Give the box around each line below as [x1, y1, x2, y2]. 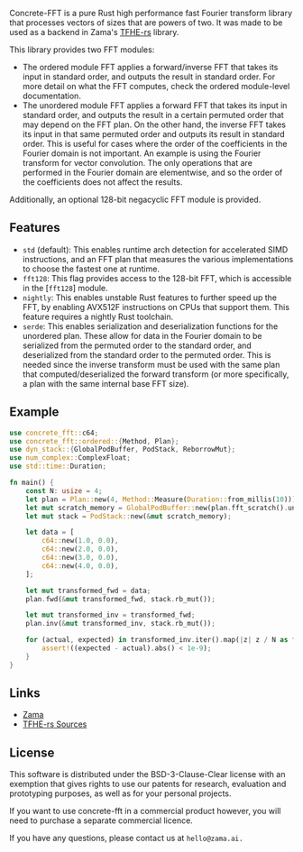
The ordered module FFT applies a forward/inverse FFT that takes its [22, 62, 279, 72]
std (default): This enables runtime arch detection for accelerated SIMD [22, 243, 289, 255]
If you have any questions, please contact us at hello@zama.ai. [9, 833, 243, 844]
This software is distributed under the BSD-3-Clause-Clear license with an [9, 769, 286, 780]
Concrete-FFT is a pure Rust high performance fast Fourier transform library [9, 8, 293, 18]
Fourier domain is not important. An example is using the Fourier [22, 148, 262, 159]
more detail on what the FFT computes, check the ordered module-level [22, 81, 290, 91]
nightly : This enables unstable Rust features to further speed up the [22, 292, 278, 303]
